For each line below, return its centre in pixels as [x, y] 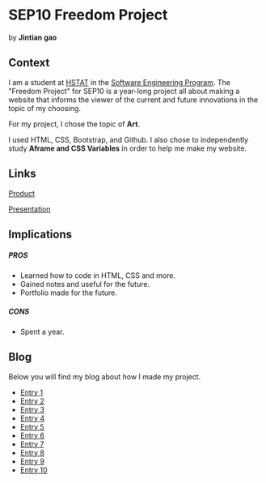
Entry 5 [32, 426]
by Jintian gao [33, 37]
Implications [40, 234]
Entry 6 [32, 435]
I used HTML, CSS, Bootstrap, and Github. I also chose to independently [129, 139]
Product [21, 193]
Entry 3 [32, 409]
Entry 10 [34, 470]
